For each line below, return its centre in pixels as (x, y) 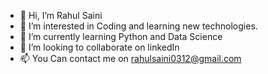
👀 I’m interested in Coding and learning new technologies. (138, 26)
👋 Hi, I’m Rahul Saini (61, 15)
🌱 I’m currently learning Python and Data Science (121, 36)
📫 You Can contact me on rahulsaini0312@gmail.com (130, 58)
